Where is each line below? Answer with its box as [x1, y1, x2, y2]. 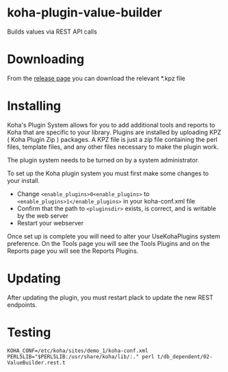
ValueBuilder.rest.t [7, 359, 66, 366]
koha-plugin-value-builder [7, 5, 162, 21]
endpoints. [7, 300, 38, 309]
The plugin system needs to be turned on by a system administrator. [7, 156, 200, 164]
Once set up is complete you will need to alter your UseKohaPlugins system [7, 232, 220, 240]
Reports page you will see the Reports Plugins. [7, 247, 139, 255]
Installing [7, 98, 62, 114]
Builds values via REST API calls [7, 27, 97, 36]
